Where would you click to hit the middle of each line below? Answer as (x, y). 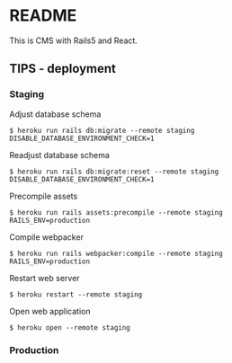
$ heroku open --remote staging (70, 328)
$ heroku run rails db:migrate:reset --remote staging (114, 172)
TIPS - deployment (63, 69)
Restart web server (45, 278)
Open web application (50, 311)
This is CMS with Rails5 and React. (73, 40)
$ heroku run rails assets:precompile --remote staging (116, 212)
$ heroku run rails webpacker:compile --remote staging (116, 253)
